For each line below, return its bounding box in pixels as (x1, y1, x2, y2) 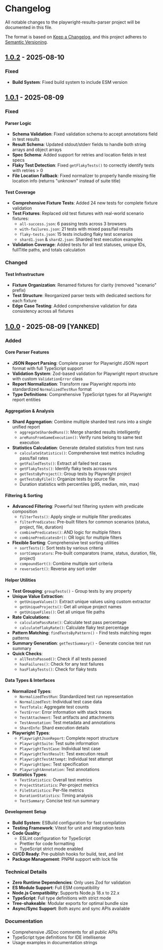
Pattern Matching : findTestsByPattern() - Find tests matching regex (12, 629, 152, 635)
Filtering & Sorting (5, 492, 43, 498)
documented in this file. (5, 24, 53, 30)
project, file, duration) (19, 524, 64, 530)
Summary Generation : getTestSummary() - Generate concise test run (12, 640, 151, 646)
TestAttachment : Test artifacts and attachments (19, 714, 115, 720)
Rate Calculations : (12, 614, 50, 620)
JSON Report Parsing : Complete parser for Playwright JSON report (12, 360, 148, 366)
